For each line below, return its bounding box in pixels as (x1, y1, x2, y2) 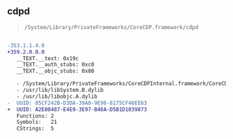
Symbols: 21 (16, 119, 58, 126)
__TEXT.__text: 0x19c (16, 55, 79, 62)
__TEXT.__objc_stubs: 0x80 (16, 68, 95, 75)
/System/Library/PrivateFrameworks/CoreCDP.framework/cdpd (24, 24, 199, 30)
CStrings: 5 (16, 125, 54, 132)
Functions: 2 (16, 112, 54, 120)
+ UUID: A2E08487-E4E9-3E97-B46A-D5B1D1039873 (7, 106, 148, 113)
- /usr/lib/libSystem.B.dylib (16, 86, 104, 94)
